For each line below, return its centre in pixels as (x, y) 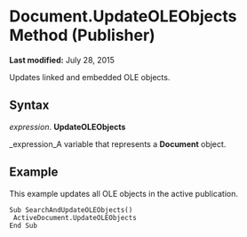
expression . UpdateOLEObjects (68, 127)
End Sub (24, 225)
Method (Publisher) (82, 35)
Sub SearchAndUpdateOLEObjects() (71, 210)
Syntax (29, 106)
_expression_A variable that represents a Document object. (118, 143)
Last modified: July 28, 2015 (62, 60)
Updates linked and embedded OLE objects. (90, 77)
